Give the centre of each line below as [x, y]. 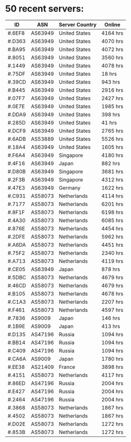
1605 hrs [112, 147]
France [67, 367]
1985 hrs [112, 106]
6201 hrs [112, 204]
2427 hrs [112, 98]
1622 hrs [112, 187]
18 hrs [109, 74]
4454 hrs [112, 229]
